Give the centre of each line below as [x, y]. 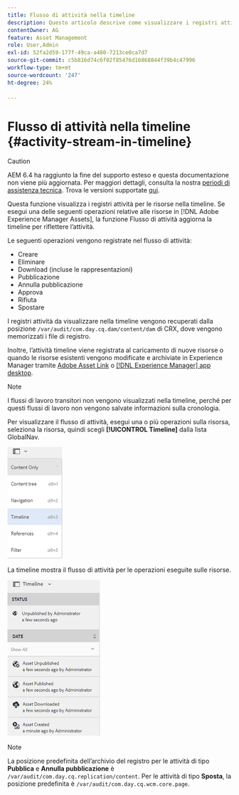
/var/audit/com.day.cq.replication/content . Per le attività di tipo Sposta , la [119, 776]
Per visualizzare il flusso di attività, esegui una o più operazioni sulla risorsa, [119, 422]
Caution [19, 161]
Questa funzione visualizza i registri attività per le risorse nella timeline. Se [116, 204]
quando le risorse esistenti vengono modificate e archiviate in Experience [115, 358]
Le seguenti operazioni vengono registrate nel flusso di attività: [100, 241]
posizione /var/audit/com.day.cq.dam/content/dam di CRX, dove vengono [115, 329]
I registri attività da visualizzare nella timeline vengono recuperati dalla [110, 322]
